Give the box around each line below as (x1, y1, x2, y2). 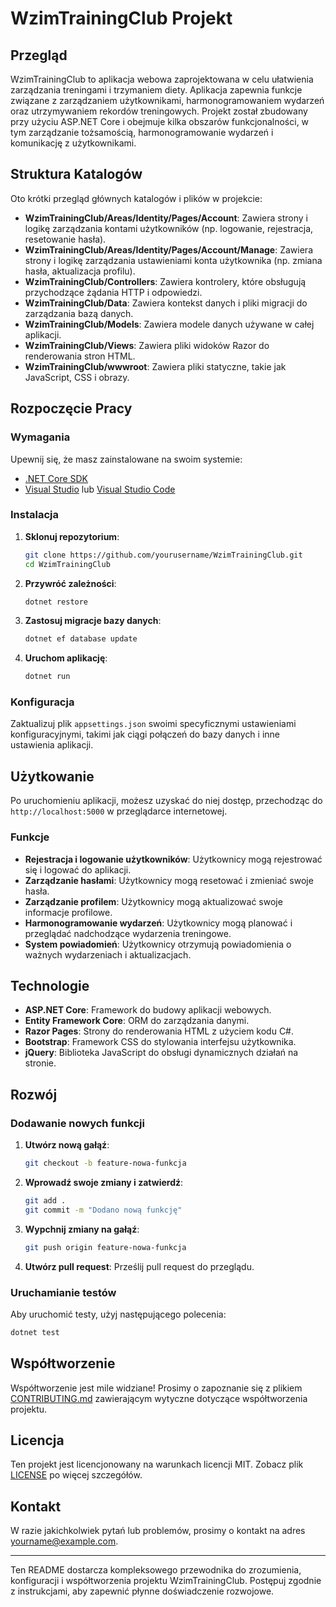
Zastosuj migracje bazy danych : (24, 615, 162, 627)
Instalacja (10, 508, 59, 522)
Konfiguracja (10, 695, 75, 709)
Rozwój (10, 1086, 58, 1103)
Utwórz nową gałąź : (24, 1139, 110, 1151)
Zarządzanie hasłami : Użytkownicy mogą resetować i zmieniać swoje (24, 874, 314, 886)
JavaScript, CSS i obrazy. (24, 371, 130, 383)
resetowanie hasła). (24, 233, 107, 245)
